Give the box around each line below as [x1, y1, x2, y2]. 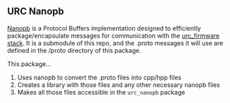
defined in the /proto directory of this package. [7, 46, 141, 54]
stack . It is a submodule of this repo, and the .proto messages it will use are [7, 38, 224, 47]
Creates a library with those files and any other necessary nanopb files [17, 80, 220, 89]
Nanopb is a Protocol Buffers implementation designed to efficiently [7, 24, 202, 32]
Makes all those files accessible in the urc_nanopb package [17, 88, 186, 96]
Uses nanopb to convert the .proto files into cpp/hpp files [17, 73, 182, 81]
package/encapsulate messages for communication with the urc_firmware [7, 31, 220, 40]
